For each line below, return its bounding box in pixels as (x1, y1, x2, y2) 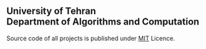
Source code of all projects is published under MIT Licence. (6, 34, 176, 42)
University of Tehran (6, 5, 97, 17)
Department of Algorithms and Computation (6, 16, 200, 28)
